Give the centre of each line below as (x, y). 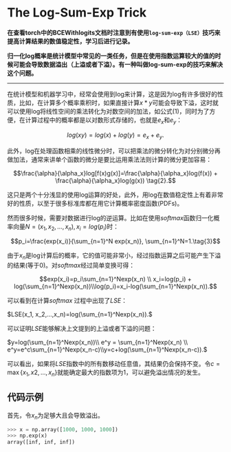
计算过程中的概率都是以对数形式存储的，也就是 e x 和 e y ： (104, 120)
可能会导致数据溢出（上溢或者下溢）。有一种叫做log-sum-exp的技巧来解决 (118, 64)
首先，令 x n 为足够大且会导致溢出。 (56, 416)
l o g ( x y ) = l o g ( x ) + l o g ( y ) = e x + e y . (115, 136)
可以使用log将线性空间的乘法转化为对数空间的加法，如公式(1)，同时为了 (108, 111)
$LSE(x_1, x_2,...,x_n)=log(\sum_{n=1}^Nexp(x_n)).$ (80, 314)
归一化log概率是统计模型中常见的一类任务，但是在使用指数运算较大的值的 (111, 56)
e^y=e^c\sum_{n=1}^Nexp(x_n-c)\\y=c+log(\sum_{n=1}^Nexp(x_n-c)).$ (107, 349)
